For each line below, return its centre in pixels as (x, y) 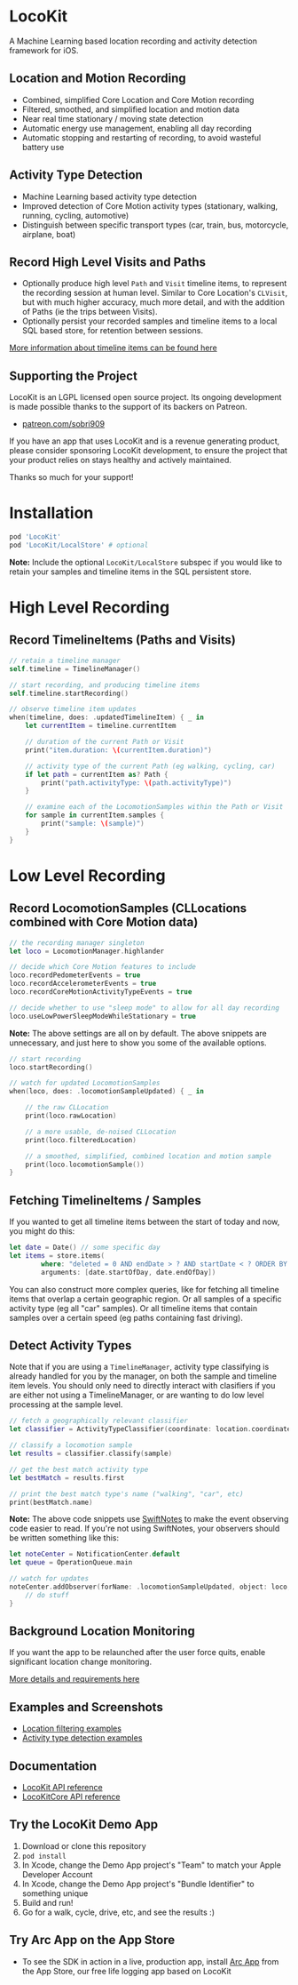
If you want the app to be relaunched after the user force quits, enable (137, 1653)
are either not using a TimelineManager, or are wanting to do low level (137, 1395)
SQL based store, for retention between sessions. (113, 331)
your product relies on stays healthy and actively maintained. (121, 460)
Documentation (53, 1766)
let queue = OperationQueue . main (71, 1563)
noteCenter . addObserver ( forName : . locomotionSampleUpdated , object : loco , (150, 1587)
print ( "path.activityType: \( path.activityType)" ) (137, 783)
